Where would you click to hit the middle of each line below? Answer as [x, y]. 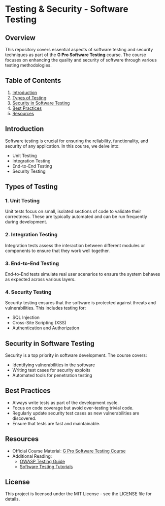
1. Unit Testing [22, 200]
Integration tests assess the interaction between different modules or [75, 245]
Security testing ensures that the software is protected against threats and [81, 303]
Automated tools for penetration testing [52, 376]
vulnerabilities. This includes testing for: [46, 308]
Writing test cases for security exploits [51, 370]
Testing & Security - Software [67, 9]
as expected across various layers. [40, 279]
